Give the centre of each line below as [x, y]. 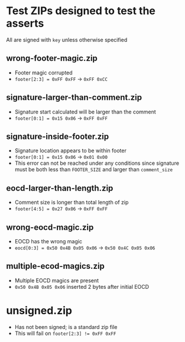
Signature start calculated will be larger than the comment [85, 112]
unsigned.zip [39, 311]
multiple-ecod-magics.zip [56, 266]
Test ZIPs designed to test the [81, 11]
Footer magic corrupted [43, 73]
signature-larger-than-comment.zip [74, 98]
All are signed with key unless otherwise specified [67, 40]
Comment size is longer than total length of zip [72, 203]
